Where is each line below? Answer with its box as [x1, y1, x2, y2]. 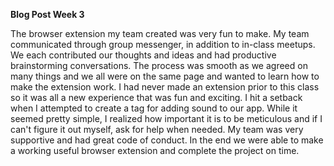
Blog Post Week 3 [10, 9, 85, 20]
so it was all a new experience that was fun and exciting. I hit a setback [10, 92, 303, 103]
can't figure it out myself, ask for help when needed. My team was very [10, 124, 304, 135]
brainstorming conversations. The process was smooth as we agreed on [10, 60, 308, 71]
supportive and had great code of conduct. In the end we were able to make [10, 134, 324, 146]
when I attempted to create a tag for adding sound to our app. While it [10, 102, 298, 114]
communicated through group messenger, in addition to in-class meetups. [10, 39, 316, 50]
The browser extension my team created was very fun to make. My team [10, 28, 310, 39]
